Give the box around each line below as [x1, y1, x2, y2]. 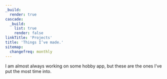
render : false [14, 30, 43, 35]
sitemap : [5, 44, 23, 49]
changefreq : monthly [9, 49, 52, 54]
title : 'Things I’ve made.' [5, 40, 64, 45]
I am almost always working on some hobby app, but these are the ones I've [5, 63, 162, 69]
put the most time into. [5, 68, 51, 74]
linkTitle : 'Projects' [5, 35, 52, 40]
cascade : [5, 16, 23, 21]
